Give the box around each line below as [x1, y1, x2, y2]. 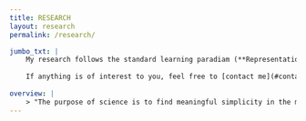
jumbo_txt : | [9, 46, 59, 55]
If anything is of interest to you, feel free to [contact [25, 72, 255, 82]
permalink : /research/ [9, 30, 96, 39]
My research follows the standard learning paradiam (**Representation [25, 55, 303, 65]
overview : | [9, 88, 55, 98]
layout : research [9, 22, 76, 31]
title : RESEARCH [9, 13, 71, 23]
